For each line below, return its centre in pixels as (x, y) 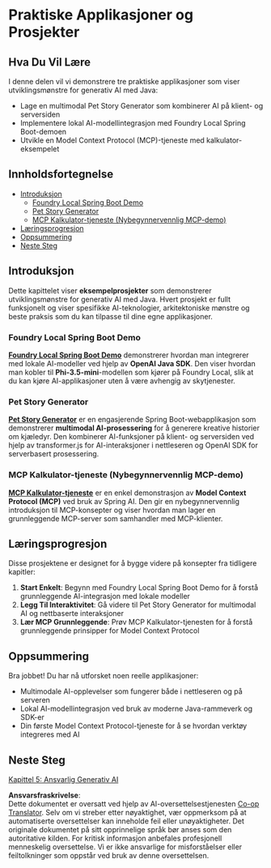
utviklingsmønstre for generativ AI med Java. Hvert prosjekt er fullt (119, 299)
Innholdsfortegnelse (61, 175)
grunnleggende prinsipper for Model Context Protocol (110, 631)
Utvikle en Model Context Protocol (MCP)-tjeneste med (112, 140)
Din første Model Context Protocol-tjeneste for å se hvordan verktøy (133, 726)
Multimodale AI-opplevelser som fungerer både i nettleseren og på (131, 691)
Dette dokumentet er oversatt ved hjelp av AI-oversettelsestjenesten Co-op (134, 803)
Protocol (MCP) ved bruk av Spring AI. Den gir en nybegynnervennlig (124, 501)
